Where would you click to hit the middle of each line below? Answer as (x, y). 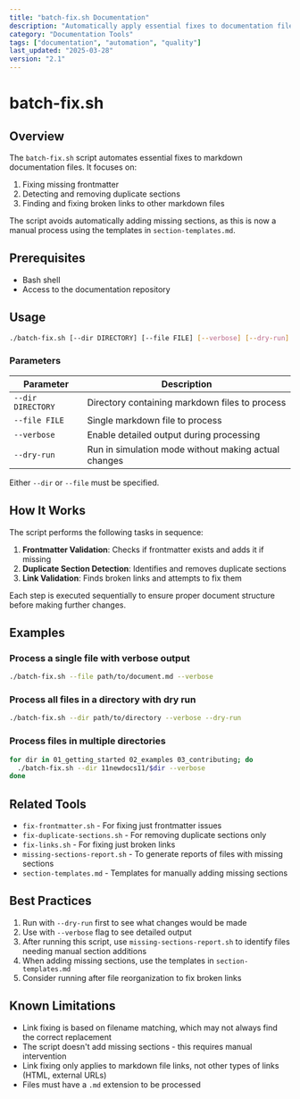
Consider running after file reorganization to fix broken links (132, 977)
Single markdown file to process (154, 420)
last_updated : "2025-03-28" (62, 51)
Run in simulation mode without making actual (183, 449)
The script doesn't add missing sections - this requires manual (137, 1046)
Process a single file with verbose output (100, 658)
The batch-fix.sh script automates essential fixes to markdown (126, 158)
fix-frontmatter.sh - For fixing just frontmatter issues (122, 826)
